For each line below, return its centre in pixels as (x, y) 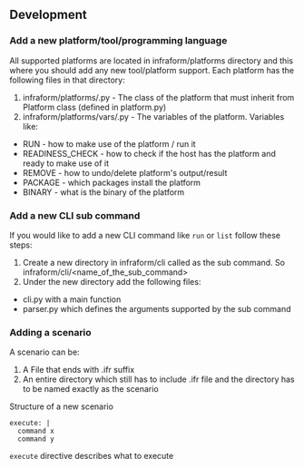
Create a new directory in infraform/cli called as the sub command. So (154, 262)
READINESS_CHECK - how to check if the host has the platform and (149, 153)
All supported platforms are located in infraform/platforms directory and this (151, 60)
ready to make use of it (66, 163)
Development (49, 15)
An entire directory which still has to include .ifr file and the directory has (158, 379)
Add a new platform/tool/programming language (118, 41)
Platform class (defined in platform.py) (94, 107)
